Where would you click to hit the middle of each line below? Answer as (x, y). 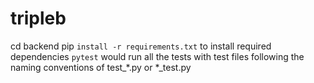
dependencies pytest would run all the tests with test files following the (157, 56)
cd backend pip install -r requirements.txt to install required (141, 46)
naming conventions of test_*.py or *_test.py (101, 67)
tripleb (38, 18)
